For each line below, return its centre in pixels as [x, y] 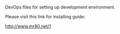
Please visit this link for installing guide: [45, 17]
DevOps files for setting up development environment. [60, 7]
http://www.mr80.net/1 [28, 26]
